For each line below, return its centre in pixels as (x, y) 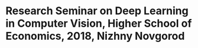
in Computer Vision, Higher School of (99, 23)
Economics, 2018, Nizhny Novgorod (95, 36)
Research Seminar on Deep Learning (97, 11)
